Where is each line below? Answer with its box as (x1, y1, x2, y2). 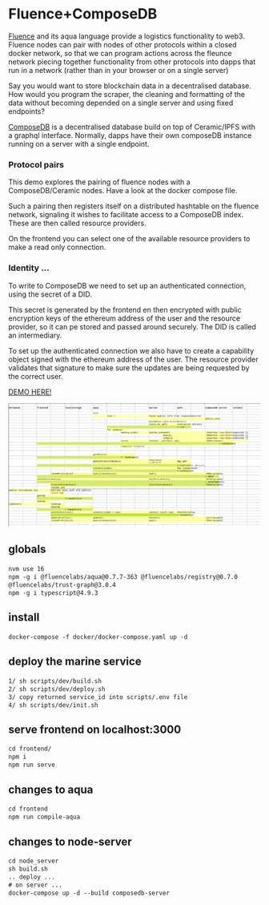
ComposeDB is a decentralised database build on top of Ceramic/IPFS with (8, 122, 256, 131)
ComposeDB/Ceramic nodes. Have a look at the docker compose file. (8, 186, 238, 196)
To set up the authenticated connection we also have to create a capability (8, 345, 255, 355)
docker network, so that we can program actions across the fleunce (8, 48, 232, 58)
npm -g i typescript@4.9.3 (8, 588, 98, 597)
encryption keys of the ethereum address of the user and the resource (8, 313, 241, 323)
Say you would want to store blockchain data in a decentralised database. (8, 81, 252, 91)
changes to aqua (8, 782, 94, 796)
